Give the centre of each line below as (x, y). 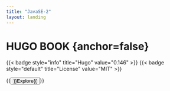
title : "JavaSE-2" (29, 12)
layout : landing (26, 17)
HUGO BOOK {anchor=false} (78, 46)
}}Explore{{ (25, 81)
